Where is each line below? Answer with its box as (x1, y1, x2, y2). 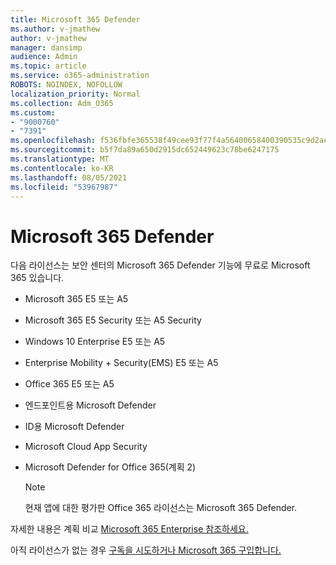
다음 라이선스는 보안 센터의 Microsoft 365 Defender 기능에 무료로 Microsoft (10, 259, 311, 271)
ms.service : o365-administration (10, 71, 150, 81)
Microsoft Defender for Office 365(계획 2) (24, 461, 197, 473)
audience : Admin (10, 52, 78, 62)
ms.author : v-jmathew (10, 24, 101, 34)
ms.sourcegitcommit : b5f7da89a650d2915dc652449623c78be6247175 (10, 145, 280, 155)
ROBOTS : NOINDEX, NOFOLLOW (10, 80, 123, 90)
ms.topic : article (10, 61, 87, 71)
